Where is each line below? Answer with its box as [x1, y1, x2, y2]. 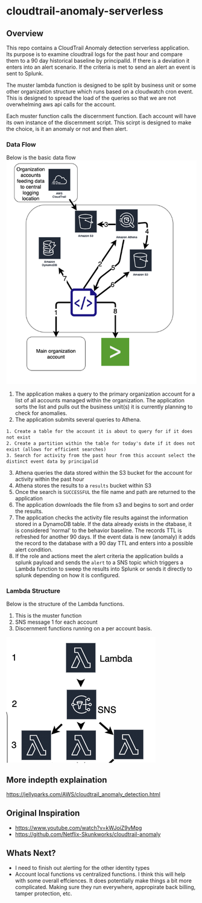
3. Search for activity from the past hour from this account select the [6, 452, 196, 458]
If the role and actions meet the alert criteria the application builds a [14, 552, 184, 559]
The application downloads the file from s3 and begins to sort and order [14, 501, 194, 508]
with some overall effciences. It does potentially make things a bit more [14, 876, 192, 884]
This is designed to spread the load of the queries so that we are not [6, 95, 176, 101]
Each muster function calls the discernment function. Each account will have [6, 113, 197, 119]
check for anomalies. [14, 409, 68, 417]
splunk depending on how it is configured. [14, 571, 120, 578]
